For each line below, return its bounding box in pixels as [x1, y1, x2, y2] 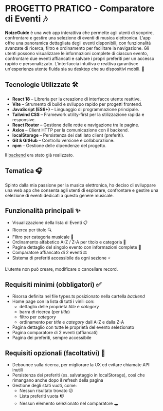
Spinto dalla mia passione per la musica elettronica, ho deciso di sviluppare [5, 182, 156, 188]
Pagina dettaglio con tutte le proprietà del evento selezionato [12, 324, 135, 330]
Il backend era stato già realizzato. [5, 152, 74, 158]
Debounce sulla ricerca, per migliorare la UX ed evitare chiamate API [12, 362, 150, 368]
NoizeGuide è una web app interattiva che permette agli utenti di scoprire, [5, 30, 154, 36]
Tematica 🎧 [5, 167, 43, 175]
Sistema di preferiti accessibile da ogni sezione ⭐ [12, 255, 111, 261]
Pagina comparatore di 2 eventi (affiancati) [12, 330, 98, 336]
